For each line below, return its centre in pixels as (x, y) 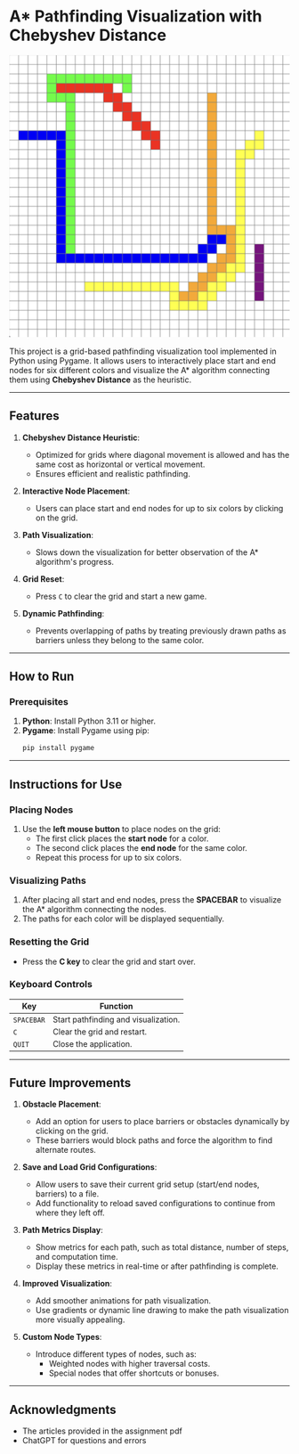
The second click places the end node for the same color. (141, 847)
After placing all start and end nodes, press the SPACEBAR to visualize (152, 900)
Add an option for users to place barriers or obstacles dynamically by (162, 1122)
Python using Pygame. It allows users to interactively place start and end (142, 360)
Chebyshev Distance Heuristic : (81, 437)
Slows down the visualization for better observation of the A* (147, 552)
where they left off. (70, 1213)
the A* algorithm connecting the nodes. (94, 910)
